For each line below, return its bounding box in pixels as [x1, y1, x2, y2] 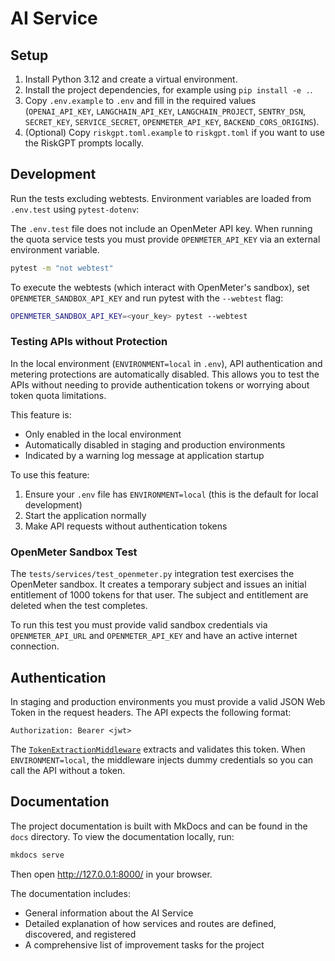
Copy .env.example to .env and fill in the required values [24, 95, 257, 106]
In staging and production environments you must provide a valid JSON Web [10, 695, 326, 707]
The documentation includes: [10, 887, 131, 899]
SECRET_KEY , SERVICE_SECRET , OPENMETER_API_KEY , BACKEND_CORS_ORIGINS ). [24, 116, 320, 127]
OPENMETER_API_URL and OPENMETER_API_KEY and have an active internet [10, 630, 298, 642]
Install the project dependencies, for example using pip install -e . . [24, 84, 313, 96]
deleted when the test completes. [10, 600, 148, 612]
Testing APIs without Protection [10, 335, 168, 349]
